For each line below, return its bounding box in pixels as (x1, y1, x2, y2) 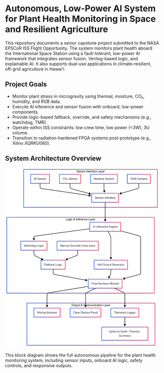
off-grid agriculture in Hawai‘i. (5, 66, 66, 72)
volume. (12, 129, 28, 135)
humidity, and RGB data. (12, 99, 61, 104)
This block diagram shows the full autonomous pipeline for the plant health (5, 352, 156, 358)
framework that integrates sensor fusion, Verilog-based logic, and (5, 55, 138, 61)
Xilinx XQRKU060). (12, 140, 50, 146)
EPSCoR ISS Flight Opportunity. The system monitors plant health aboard (5, 45, 153, 51)
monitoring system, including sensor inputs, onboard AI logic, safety (5, 357, 143, 363)
